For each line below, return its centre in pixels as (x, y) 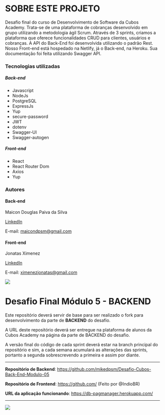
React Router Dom (31, 166)
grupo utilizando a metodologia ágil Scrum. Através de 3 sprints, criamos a (81, 32)
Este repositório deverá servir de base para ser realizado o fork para (74, 315)
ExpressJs (23, 106)
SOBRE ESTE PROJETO (53, 9)
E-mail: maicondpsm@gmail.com (39, 231)
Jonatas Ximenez (23, 253)
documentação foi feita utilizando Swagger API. (53, 53)
